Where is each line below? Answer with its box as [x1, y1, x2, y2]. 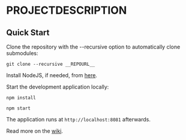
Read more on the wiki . [6, 127, 63, 135]
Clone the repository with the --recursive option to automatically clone [6, 43, 181, 50]
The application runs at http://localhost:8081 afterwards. [6, 116, 151, 123]
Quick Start [6, 28, 50, 38]
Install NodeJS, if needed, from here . [6, 72, 98, 78]
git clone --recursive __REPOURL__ [6, 61, 95, 67]
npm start [6, 105, 31, 111]
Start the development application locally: [6, 83, 109, 90]
